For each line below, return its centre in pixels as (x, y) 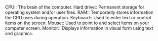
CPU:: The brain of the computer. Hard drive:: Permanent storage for (75, 7)
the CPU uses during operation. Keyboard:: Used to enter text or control (78, 18)
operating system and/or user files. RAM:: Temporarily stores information (79, 12)
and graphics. (19, 33)
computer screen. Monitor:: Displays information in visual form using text (79, 28)
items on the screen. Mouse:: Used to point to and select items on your (77, 23)
